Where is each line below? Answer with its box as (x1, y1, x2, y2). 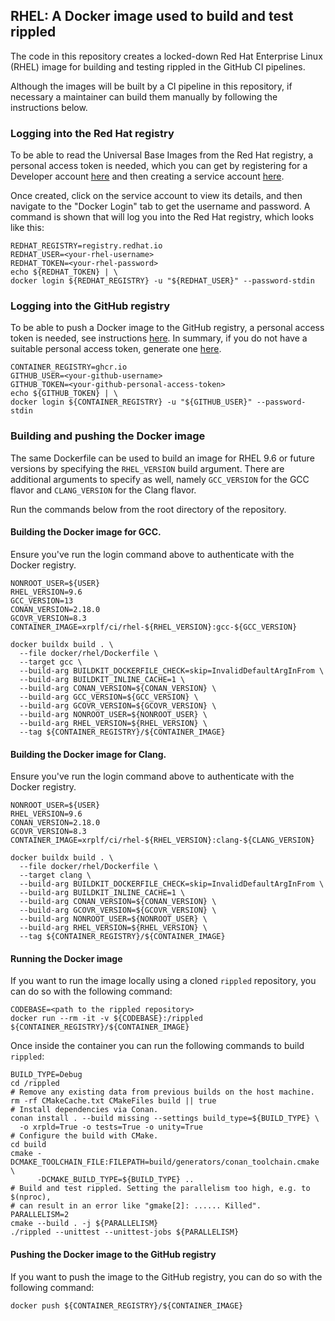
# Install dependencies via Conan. (10, 1105, 159, 1115)
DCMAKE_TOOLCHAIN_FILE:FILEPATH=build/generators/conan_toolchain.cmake (10, 1157, 320, 1168)
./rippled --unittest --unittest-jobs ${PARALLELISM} (10, 1227, 240, 1238)
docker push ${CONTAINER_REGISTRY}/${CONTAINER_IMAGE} (10, 1300, 244, 1311)
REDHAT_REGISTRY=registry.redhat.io (10, 241, 163, 251)
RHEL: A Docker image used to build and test (10, 8, 294, 25)
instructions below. (10, 101, 88, 113)
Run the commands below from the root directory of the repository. (10, 503, 287, 515)
